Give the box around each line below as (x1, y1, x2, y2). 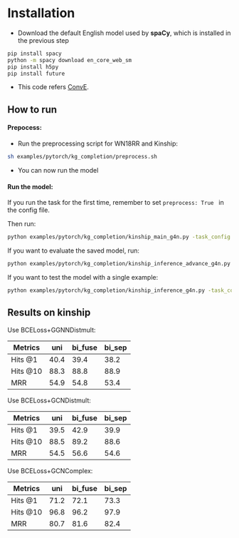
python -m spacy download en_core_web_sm (7, 56, 132, 64)
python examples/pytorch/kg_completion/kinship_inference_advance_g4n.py (7, 260, 231, 267)
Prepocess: (7, 123, 43, 132)
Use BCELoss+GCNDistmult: (7, 396, 91, 405)
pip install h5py (7, 63, 59, 71)
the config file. (7, 205, 50, 215)
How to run (7, 103, 58, 116)
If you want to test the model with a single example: (7, 273, 159, 281)
